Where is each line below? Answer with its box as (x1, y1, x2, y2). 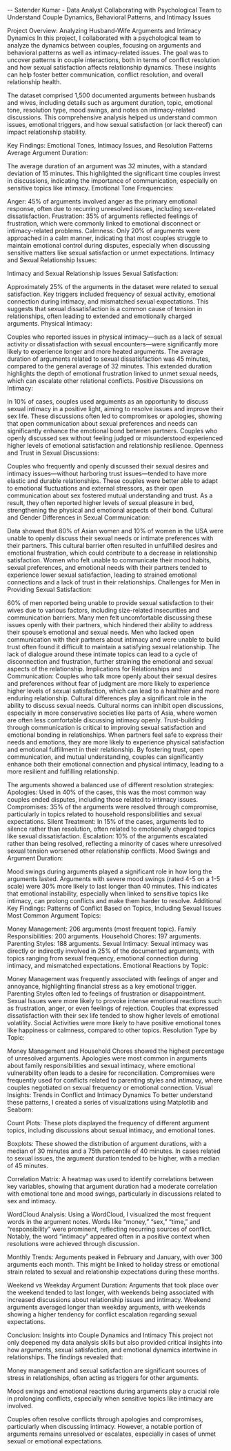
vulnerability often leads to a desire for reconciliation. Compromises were (7, 1069, 215, 1077)
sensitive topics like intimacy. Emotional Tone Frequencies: (7, 184, 174, 192)
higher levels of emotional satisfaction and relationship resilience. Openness (7, 442, 224, 449)
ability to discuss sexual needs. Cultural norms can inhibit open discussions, (7, 702, 224, 709)
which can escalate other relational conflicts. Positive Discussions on (7, 377, 203, 385)
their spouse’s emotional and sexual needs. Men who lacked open (7, 628, 194, 636)
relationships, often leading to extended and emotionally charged (7, 312, 192, 320)
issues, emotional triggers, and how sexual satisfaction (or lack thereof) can (7, 121, 223, 128)
